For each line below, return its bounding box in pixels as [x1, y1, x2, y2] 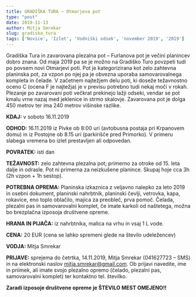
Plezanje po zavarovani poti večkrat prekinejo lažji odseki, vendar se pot [6, 89, 180, 96]
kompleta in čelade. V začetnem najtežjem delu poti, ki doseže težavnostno [6, 77, 188, 84]
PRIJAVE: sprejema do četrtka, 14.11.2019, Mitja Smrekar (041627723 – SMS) [6, 254, 191, 261]
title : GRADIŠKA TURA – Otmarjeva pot [6, 8, 101, 15]
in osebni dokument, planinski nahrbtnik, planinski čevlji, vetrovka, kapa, [6, 190, 180, 197]
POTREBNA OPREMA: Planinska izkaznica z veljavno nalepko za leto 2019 [6, 184, 185, 191]
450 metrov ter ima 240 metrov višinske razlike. [6, 102, 121, 109]
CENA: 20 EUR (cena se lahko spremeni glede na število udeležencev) [6, 231, 176, 238]
